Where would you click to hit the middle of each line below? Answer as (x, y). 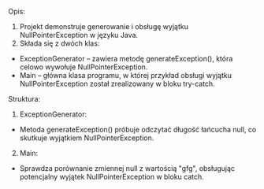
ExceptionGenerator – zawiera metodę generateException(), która (126, 59)
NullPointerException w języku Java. (79, 35)
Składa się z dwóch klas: (59, 43)
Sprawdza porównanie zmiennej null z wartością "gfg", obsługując (127, 168)
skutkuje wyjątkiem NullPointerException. (87, 138)
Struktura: (24, 99)
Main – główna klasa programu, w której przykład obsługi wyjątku (126, 75)
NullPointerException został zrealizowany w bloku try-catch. (117, 83)
